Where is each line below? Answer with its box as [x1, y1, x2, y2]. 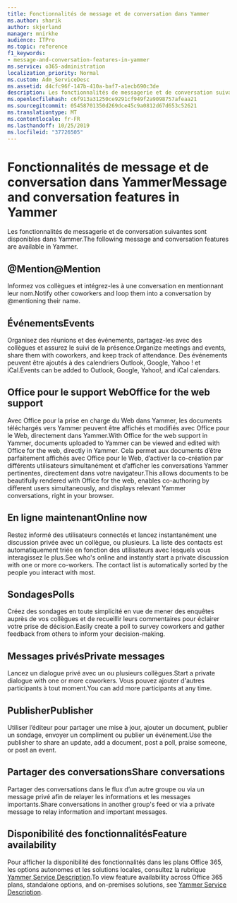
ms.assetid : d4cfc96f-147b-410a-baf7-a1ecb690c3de [7, 83, 159, 90]
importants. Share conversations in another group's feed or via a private [7, 800, 215, 808]
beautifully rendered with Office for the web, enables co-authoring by [7, 476, 209, 485]
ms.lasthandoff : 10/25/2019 [7, 122, 90, 129]
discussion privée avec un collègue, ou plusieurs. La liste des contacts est [7, 538, 224, 546]
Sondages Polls [7, 588, 75, 601]
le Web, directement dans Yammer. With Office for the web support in [7, 431, 208, 439]
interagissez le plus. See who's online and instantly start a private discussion [7, 553, 229, 562]
